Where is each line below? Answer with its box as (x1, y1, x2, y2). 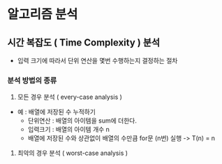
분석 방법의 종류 (7, 75, 57, 85)
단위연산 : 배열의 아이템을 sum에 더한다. (27, 116, 138, 125)
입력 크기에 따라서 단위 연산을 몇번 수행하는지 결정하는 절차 (17, 57, 178, 64)
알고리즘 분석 (7, 6, 78, 22)
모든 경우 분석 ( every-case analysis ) (17, 93, 122, 102)
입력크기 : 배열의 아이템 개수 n (27, 125, 110, 134)
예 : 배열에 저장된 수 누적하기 (17, 108, 96, 116)
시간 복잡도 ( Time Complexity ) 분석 (7, 36, 161, 48)
